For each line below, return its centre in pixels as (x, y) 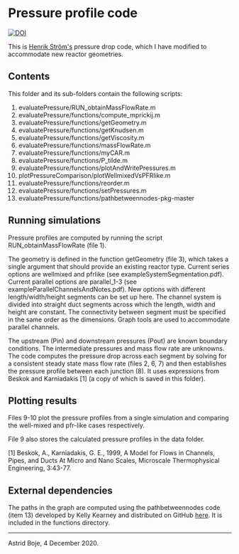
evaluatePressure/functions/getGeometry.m (83, 122)
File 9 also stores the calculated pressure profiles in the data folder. (106, 440)
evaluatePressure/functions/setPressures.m (82, 191)
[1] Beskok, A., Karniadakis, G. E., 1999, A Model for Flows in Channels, (112, 453)
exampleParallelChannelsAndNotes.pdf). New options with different (107, 289)
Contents (29, 76)
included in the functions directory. (59, 523)
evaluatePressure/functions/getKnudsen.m (81, 130)
